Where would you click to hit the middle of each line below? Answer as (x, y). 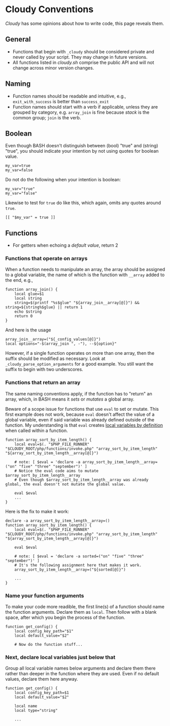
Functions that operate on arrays (46, 258)
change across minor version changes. (53, 68)
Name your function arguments (45, 596)
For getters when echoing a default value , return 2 (65, 245)
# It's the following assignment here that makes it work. (78, 565)
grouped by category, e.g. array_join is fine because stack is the (81, 112)
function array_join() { (31, 290)
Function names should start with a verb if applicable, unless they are (85, 107)
